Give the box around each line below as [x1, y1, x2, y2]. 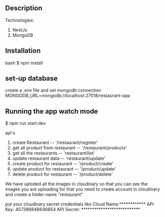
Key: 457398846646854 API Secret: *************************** [5, 207, 141, 213]
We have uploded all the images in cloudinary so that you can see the [5, 181, 148, 187]
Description [5, 4, 42, 12]
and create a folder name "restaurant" [5, 192, 83, 198]
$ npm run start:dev [5, 120, 46, 126]
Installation [5, 47, 41, 55]
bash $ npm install [5, 60, 43, 66]
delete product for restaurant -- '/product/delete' [12, 171, 113, 177]
